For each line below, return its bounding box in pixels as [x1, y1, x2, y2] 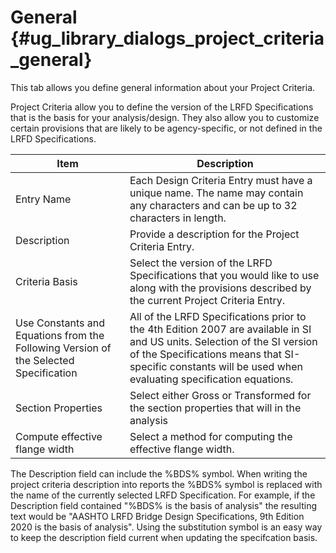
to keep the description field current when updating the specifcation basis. [10, 531, 318, 543]
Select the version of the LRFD [129, 256, 273, 270]
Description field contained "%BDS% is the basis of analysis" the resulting [10, 499, 318, 511]
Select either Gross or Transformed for [129, 388, 312, 402]
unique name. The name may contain [129, 186, 304, 200]
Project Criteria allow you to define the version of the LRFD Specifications [10, 101, 314, 113]
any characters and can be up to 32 [129, 198, 298, 212]
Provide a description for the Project [129, 227, 300, 241]
